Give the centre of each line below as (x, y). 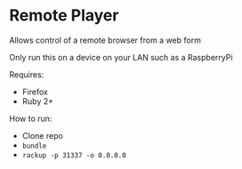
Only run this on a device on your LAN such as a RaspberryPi (121, 57)
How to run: (31, 118)
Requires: (27, 74)
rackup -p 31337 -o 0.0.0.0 (74, 155)
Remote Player (64, 16)
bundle (34, 146)
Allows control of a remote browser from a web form (105, 40)
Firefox (35, 92)
